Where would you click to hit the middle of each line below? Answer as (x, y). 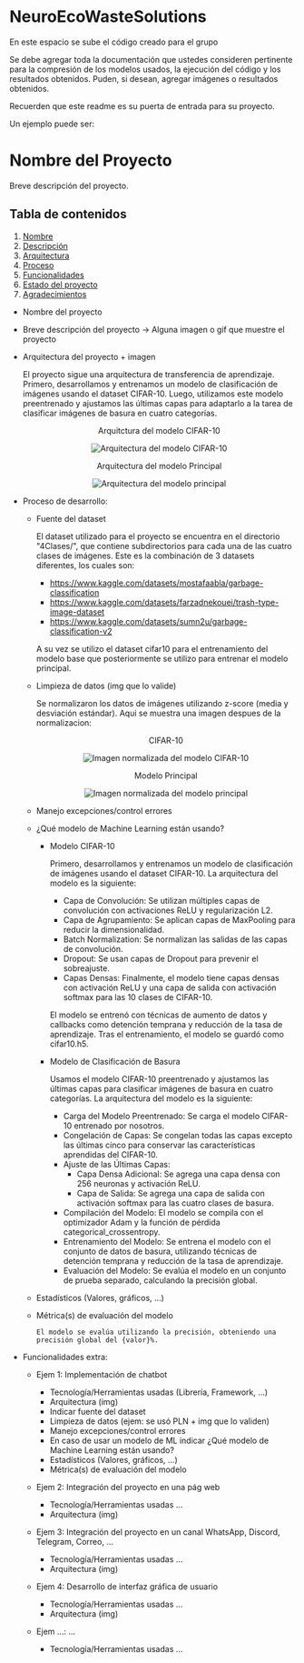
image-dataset (77, 612)
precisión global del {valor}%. (97, 1340)
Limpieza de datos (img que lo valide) (106, 686)
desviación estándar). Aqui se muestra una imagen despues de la (158, 713)
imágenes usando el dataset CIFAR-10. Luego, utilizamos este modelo (153, 394)
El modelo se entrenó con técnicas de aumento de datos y (158, 1015)
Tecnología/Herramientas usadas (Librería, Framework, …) (159, 1392)
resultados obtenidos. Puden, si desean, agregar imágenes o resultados (144, 78)
